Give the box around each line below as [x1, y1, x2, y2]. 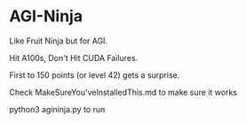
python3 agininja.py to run [9, 104, 106, 114]
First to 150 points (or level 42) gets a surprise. [9, 69, 180, 81]
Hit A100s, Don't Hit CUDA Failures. [9, 52, 139, 63]
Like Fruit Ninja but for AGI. [9, 35, 108, 46]
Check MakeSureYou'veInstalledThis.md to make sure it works [9, 87, 238, 97]
